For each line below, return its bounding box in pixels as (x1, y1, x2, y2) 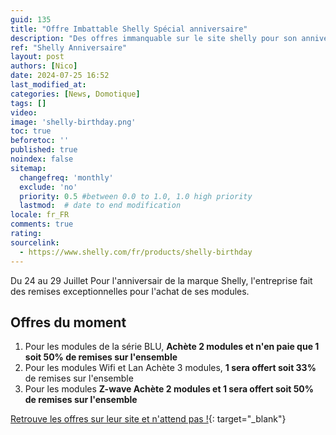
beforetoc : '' (10, 136, 70, 146)
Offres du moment (10, 314, 127, 331)
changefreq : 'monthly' (19, 172, 114, 183)
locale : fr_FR (10, 210, 70, 220)
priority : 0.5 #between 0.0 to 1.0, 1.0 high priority (19, 191, 253, 201)
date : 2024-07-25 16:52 (10, 71, 110, 81)
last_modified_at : (10, 80, 87, 90)
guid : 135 (10, 14, 52, 25)
